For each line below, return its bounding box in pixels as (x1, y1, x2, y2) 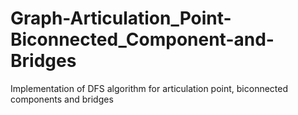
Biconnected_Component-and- (10, 28, 275, 51)
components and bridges (10, 93, 114, 105)
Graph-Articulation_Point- (10, 7, 232, 30)
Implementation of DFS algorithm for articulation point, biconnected (10, 82, 289, 94)
